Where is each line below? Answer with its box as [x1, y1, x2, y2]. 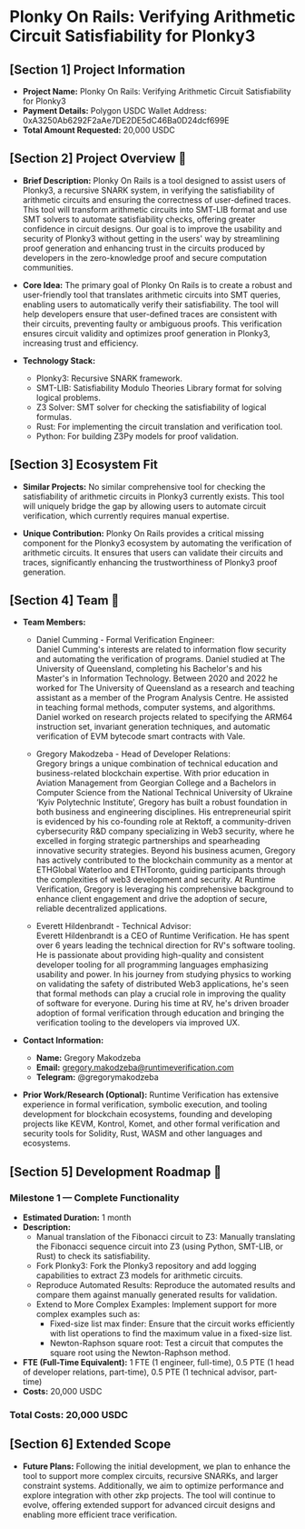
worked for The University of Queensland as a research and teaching [35, 683, 295, 694]
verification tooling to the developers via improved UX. [35, 1017, 241, 1028]
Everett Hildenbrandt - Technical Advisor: [35, 921, 192, 932]
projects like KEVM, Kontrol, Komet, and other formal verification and [22, 1118, 280, 1129]
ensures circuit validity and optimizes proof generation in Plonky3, [22, 327, 271, 338]
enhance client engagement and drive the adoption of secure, [35, 894, 268, 904]
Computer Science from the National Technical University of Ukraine [35, 787, 293, 798]
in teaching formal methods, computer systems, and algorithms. [35, 702, 276, 713]
